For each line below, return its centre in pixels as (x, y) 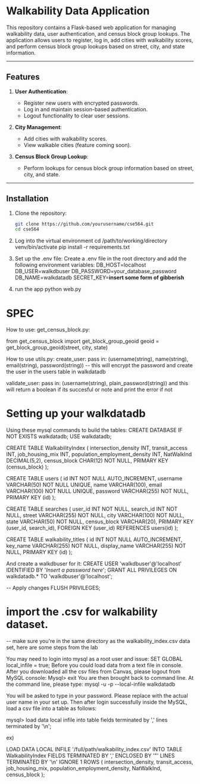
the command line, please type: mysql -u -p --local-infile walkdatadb (91, 684)
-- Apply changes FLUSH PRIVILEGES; (53, 588)
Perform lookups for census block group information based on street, (109, 168)
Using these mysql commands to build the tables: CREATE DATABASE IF (94, 430)
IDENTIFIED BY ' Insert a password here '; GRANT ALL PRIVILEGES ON (92, 570)
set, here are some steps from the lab (52, 648)
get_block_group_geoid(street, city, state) (57, 348)
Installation (27, 199)
